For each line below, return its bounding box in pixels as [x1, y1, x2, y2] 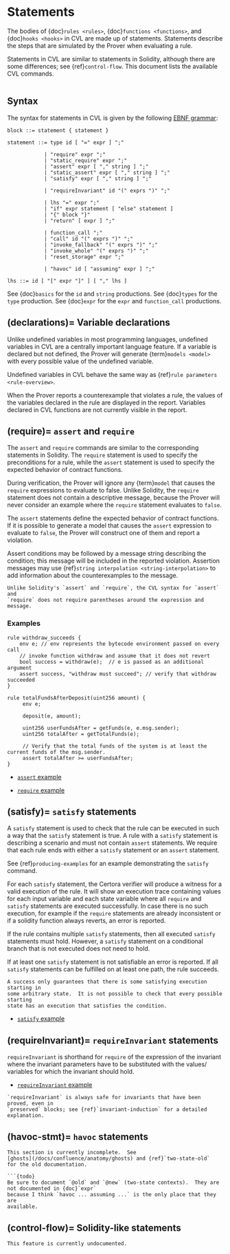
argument [7, 664, 32, 671]
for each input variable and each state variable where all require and [7, 895, 202, 903]
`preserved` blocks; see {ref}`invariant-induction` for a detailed [7, 1106, 207, 1113]
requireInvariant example [16, 1081, 93, 1089]
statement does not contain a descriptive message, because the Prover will [7, 493, 220, 502]
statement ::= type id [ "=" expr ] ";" [7, 139, 125, 146]
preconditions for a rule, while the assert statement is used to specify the [7, 458, 215, 466]
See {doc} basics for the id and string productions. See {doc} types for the [7, 290, 218, 298]
